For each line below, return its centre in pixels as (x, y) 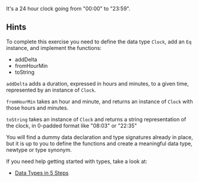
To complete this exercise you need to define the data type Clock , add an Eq (99, 42)
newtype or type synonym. (39, 150)
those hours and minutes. (37, 108)
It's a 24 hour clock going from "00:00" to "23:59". (68, 9)
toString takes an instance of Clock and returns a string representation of (96, 119)
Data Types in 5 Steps (42, 172)
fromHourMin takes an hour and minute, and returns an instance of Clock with (99, 101)
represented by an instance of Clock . (51, 90)
